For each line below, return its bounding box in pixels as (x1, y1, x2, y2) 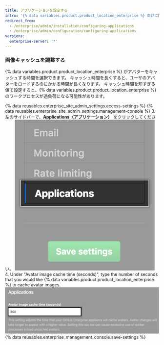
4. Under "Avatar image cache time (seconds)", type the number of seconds (5, 271, 158, 277)
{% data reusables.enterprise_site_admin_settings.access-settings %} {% (5, 103, 153, 109)
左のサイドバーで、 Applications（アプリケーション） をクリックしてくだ (5, 114, 152, 120)
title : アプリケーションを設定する (5, 8, 68, 13)
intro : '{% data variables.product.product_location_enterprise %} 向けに (5, 13, 159, 18)
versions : (5, 34, 25, 39)
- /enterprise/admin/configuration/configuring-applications (9, 28, 137, 34)
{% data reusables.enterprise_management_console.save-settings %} (5, 334, 146, 340)
